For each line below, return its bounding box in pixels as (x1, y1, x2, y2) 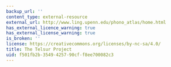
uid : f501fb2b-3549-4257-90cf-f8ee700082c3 (6, 52, 114, 58)
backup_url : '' (6, 8, 43, 15)
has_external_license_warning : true (6, 30, 95, 36)
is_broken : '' (6, 36, 41, 41)
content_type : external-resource (6, 14, 88, 20)
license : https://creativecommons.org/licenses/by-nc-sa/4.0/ (6, 41, 161, 47)
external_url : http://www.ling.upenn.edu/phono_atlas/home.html (6, 19, 166, 25)
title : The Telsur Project (6, 47, 72, 52)
